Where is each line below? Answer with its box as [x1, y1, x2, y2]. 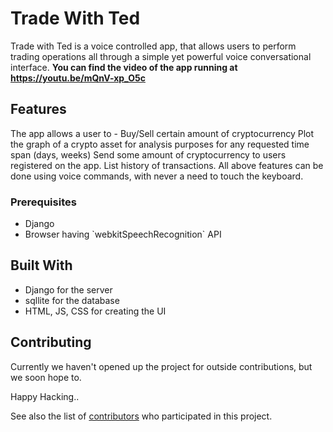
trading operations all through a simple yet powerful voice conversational [10, 50, 312, 62]
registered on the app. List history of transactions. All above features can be [10, 159, 324, 171]
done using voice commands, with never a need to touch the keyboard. [10, 170, 304, 182]
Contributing [10, 334, 92, 351]
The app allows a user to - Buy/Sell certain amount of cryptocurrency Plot [10, 127, 315, 139]
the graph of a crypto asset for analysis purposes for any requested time [10, 138, 310, 150]
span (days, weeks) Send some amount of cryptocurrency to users [10, 148, 287, 161]
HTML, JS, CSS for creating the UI [24, 305, 167, 317]
